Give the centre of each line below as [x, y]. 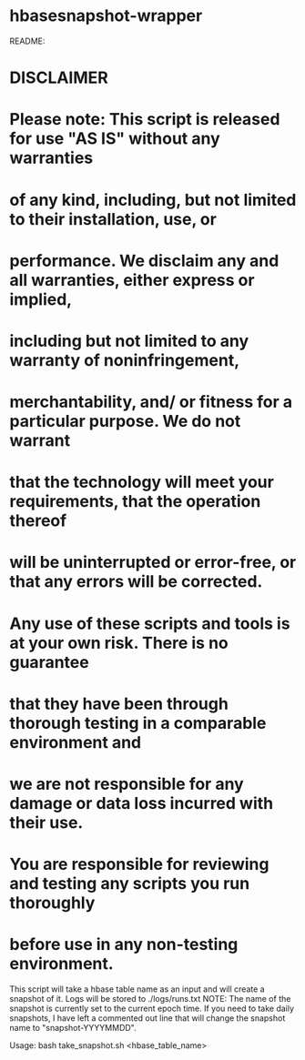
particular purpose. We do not [125, 422]
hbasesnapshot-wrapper [106, 16]
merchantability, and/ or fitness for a [151, 402]
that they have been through [119, 704]
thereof [38, 521]
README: [27, 41]
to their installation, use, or [113, 219]
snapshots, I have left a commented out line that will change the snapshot [147, 1018]
